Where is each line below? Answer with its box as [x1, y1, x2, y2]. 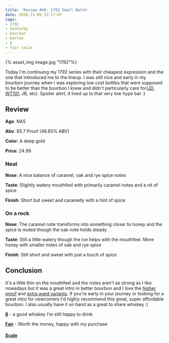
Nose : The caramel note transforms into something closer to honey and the [5, 221, 162, 227]
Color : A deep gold [5, 138, 45, 144]
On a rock [5, 210, 29, 217]
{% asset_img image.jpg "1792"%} [5, 59, 77, 65]
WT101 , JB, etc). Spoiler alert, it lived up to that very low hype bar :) [5, 90, 146, 96]
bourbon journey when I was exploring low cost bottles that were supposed [5, 80, 163, 86]
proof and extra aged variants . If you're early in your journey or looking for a [5, 290, 164, 296]
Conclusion [5, 266, 43, 275]
